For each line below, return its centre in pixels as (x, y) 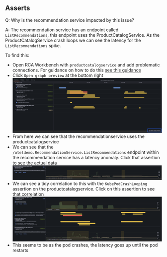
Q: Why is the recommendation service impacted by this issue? (70, 20)
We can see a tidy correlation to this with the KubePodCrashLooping (80, 184)
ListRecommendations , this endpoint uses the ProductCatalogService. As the (83, 35)
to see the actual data (35, 163)
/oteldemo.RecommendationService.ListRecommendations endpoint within (85, 152)
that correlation (28, 194)
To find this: (17, 55)
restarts (20, 250)
